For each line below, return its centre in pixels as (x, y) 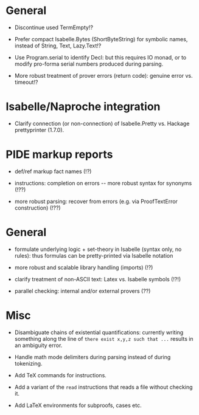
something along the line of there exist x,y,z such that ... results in (104, 338)
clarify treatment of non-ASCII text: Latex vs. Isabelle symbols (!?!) (98, 279)
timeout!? (26, 82)
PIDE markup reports (59, 155)
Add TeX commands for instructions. (61, 375)
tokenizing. (28, 363)
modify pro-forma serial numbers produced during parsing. (89, 64)
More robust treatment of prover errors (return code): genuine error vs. (103, 75)
